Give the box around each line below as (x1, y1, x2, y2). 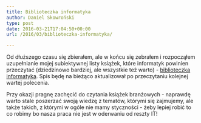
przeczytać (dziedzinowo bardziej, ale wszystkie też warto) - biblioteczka (6, 66, 191, 73)
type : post (6, 20, 34, 26)
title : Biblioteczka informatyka (6, 8, 91, 15)
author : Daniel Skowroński (6, 15, 75, 21)
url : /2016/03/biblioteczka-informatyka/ (6, 32, 113, 38)
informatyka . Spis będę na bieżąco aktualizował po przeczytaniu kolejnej (6, 73, 188, 80)
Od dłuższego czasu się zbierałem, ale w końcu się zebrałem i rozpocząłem (6, 53, 196, 61)
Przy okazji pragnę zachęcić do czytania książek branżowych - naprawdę (6, 91, 191, 98)
